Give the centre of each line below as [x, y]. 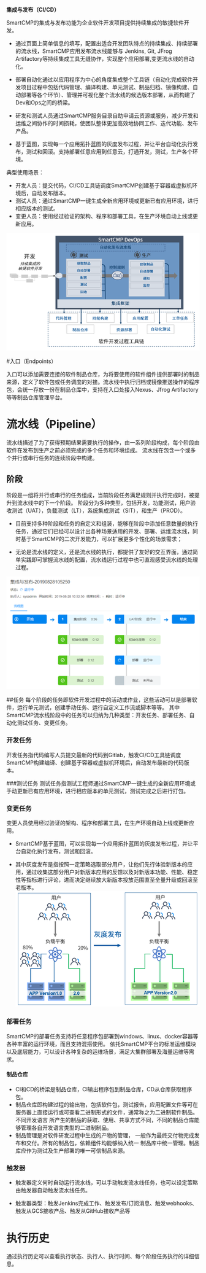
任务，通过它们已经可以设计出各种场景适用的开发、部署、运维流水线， [104, 531]
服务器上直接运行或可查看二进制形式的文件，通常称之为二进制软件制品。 [106, 1112]
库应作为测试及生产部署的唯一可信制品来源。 [72, 1151]
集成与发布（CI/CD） [33, 10]
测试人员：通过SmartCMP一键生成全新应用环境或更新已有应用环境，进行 [107, 201]
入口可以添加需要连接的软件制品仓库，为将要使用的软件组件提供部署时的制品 [103, 374]
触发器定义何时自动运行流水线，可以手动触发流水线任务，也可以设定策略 [106, 1183]
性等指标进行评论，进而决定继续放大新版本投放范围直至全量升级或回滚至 [106, 879]
